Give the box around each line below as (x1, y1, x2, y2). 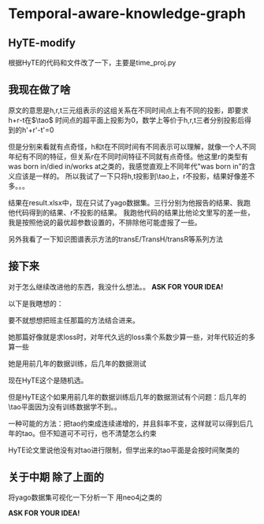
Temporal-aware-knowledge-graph (8, 5, 246, 23)
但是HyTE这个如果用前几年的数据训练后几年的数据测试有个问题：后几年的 (8, 392, 247, 401)
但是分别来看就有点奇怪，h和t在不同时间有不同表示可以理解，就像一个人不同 (8, 142, 256, 151)
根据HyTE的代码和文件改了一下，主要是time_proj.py (8, 58, 177, 67)
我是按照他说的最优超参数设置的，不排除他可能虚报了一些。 (8, 217, 202, 227)
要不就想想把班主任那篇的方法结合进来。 (8, 316, 139, 325)
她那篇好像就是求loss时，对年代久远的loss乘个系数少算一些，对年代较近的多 (8, 332, 256, 341)
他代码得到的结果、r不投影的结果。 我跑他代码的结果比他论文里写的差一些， (8, 208, 255, 217)
